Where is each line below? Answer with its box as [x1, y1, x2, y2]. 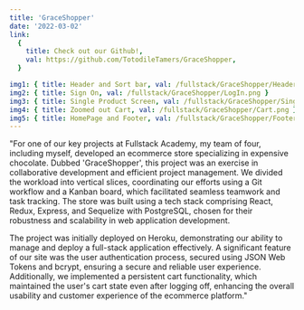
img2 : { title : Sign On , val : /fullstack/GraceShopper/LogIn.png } [9, 88, 270, 98]
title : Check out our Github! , [25, 47, 144, 56]
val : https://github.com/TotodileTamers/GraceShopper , [25, 55, 237, 64]
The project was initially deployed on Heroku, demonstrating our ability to [9, 232, 283, 244]
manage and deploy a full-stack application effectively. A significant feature [9, 242, 291, 253]
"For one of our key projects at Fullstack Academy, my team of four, [9, 138, 261, 149]
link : [9, 30, 30, 39]
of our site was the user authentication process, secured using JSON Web [9, 252, 286, 263]
